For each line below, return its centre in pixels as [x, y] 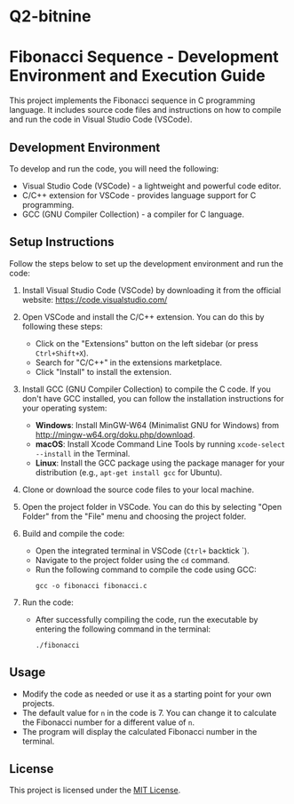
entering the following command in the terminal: [123, 629]
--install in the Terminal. [83, 453]
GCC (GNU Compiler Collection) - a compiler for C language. [133, 214]
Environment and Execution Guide [137, 76]
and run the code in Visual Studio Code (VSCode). [101, 119]
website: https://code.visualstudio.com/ [95, 299]
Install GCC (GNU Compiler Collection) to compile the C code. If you [146, 389]
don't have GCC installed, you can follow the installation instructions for [153, 398]
